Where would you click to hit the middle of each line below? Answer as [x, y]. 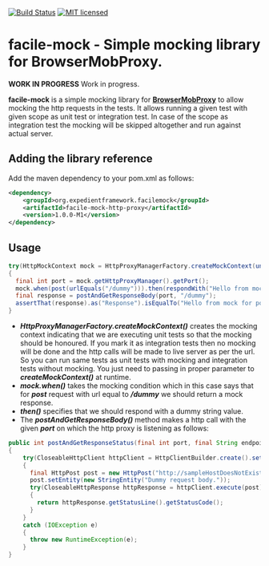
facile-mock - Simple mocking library [134, 45]
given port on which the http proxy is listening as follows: [114, 428]
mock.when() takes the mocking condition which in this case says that [137, 386]
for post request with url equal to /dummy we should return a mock [131, 394]
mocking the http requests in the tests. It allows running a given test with [128, 107]
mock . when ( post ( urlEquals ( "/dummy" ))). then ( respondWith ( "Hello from [132, 289]
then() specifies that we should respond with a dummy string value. [132, 411]
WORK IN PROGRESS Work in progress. [74, 83]
